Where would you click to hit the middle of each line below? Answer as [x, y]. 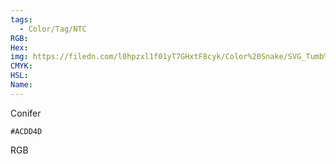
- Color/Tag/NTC [53, 29]
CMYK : [21, 66]
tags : [21, 19]
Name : [21, 85]
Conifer [26, 113]
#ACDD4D [26, 131]
